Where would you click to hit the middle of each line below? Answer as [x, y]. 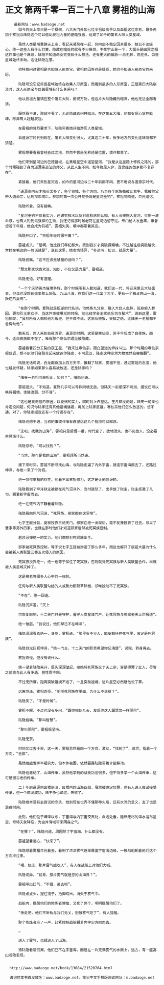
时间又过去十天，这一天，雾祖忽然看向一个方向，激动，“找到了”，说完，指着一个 [88, 749]
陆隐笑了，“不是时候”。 [39, 701]
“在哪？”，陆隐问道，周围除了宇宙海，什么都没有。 [62, 831]
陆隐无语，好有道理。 [36, 279]
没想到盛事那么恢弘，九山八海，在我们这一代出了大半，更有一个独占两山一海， [91, 293]
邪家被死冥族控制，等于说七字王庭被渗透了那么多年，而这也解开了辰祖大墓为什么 [87, 547]
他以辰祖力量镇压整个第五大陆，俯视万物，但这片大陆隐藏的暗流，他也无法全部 [85, 99]
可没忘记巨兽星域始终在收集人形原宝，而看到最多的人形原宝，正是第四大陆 [89, 84]
